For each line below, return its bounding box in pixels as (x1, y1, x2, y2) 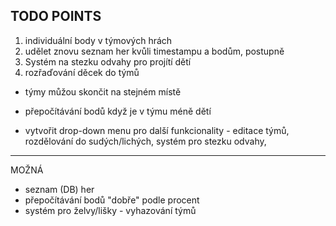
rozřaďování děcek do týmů (24, 66, 140, 78)
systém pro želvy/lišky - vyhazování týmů (24, 204, 197, 216)
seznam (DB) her (24, 183, 95, 195)
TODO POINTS (10, 8, 102, 25)
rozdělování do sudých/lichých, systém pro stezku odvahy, (24, 135, 267, 147)
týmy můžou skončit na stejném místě (24, 85, 182, 98)
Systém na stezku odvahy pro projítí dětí (24, 55, 192, 68)
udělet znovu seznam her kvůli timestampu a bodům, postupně (24, 45, 285, 57)
